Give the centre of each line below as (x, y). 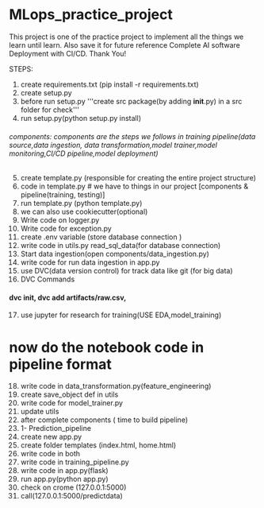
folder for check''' (50, 110)
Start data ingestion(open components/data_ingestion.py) (115, 254)
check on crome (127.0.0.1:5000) (73, 487)
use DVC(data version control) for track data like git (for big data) (126, 271)
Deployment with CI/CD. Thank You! (67, 53)
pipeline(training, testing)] (63, 195)
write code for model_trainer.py (72, 403)
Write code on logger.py (60, 220)
